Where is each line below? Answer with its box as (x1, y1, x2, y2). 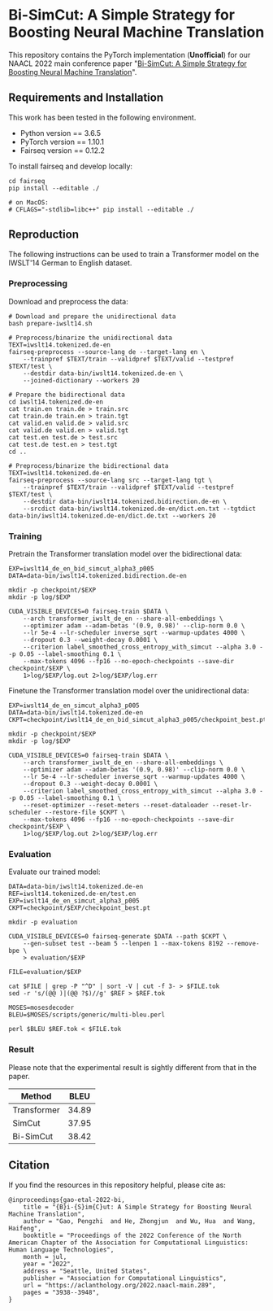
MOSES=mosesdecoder (8, 1003, 75, 1012)
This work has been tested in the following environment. (8, 112, 197, 122)
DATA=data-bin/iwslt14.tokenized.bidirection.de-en (8, 572, 187, 580)
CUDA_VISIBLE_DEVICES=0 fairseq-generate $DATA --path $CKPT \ (8, 933, 227, 941)
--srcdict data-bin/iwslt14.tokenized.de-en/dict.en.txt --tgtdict (23, 505, 256, 513)
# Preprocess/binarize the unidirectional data (8, 334, 173, 342)
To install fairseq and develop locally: (8, 161, 132, 171)
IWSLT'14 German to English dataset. (8, 258, 132, 268)
